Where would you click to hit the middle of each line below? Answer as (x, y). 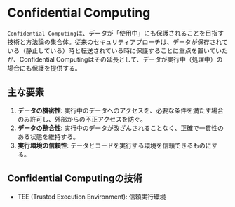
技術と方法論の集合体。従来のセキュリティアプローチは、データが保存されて (117, 42)
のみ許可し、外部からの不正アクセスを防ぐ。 (82, 119)
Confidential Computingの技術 (75, 179)
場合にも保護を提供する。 (44, 68)
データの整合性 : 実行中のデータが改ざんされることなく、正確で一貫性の (121, 128)
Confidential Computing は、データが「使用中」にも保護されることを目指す (116, 33)
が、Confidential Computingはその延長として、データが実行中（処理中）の (115, 59)
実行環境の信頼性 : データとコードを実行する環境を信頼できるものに (114, 145)
